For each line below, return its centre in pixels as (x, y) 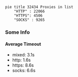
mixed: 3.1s (23, 55)
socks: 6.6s (24, 71)
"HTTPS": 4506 (28, 16)
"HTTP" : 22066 (29, 11)
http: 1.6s (21, 60)
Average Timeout (23, 44)
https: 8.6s (23, 65)
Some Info (18, 32)
